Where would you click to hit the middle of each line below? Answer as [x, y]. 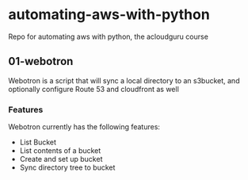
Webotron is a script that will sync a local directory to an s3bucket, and [124, 80]
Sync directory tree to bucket [67, 167]
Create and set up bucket [61, 159]
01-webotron [41, 61]
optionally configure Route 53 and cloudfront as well [94, 89]
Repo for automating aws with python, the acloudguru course [108, 36]
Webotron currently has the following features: [84, 127]
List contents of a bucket [60, 151]
